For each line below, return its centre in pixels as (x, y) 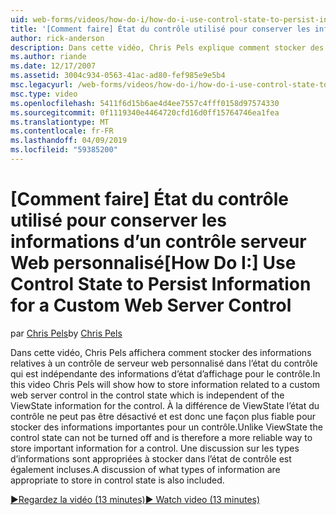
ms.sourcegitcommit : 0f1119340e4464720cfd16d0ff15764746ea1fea (145, 112)
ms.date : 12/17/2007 (53, 66)
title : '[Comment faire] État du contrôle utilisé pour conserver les (160, 29)
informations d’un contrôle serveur (158, 242)
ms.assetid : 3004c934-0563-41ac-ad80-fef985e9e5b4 (118, 76)
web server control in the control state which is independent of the (147, 395)
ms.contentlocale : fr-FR (62, 131)
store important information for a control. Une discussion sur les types (155, 448)
